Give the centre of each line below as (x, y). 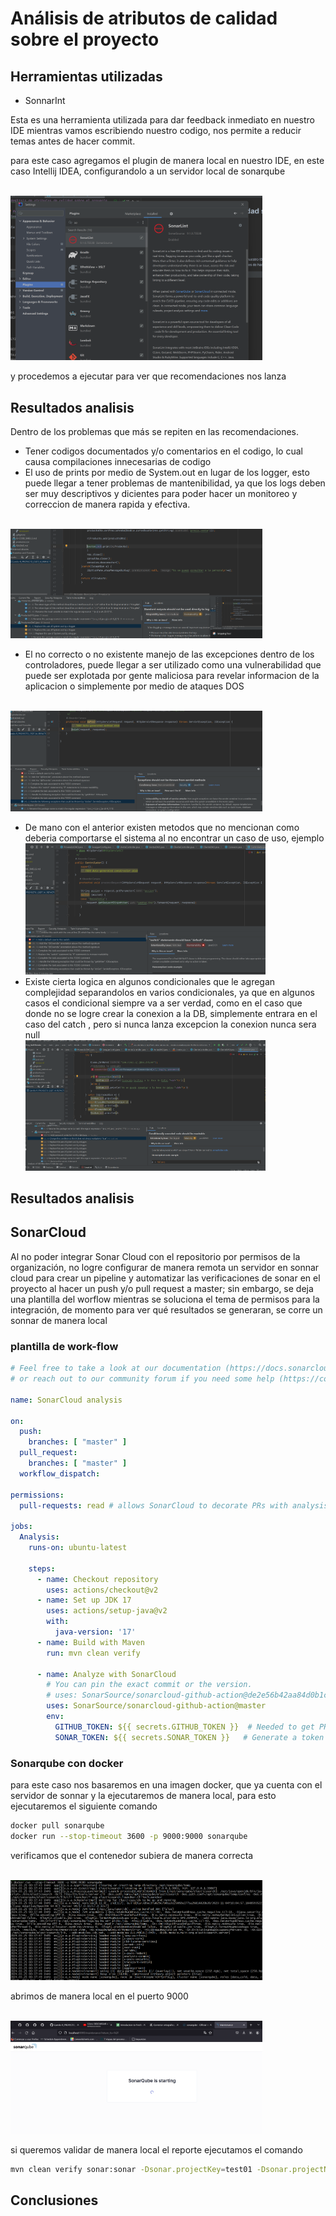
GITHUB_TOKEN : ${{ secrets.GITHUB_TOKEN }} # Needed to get (184, 1727)
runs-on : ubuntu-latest (78, 1548)
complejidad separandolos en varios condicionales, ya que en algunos (170, 993)
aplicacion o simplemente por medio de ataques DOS (134, 686)
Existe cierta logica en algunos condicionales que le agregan (150, 982)
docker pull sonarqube (57, 1826)
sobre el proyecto (85, 39)
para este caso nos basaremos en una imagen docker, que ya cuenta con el (166, 1785)
